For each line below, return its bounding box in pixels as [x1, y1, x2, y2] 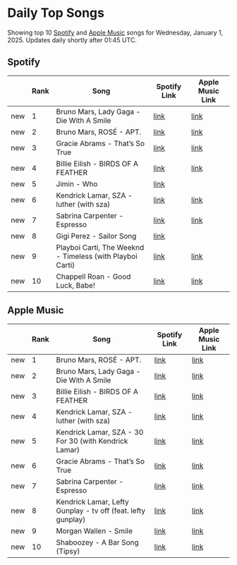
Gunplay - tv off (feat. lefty [56, 506, 146, 516]
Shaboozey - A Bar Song [56, 537, 139, 547]
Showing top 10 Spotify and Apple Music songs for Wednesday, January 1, [7, 28, 224, 37]
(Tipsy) [56, 546, 80, 556]
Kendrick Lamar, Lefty [56, 497, 129, 506]
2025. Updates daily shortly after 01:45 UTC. [7, 35, 138, 44]
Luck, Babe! [56, 280, 95, 290]
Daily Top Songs [7, 5, 104, 21]
